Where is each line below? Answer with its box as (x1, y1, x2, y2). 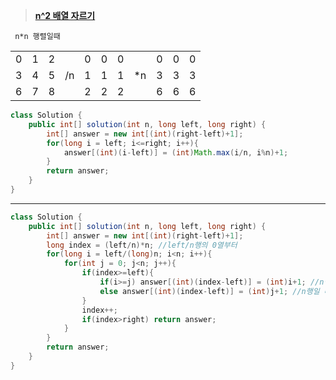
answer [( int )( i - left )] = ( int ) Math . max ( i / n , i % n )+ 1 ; (63, 147, 289, 158)
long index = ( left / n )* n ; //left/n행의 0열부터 (46, 240, 238, 250)
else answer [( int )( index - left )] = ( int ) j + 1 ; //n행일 (99, 286, 320, 296)
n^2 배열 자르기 (34, 10, 96, 21)
